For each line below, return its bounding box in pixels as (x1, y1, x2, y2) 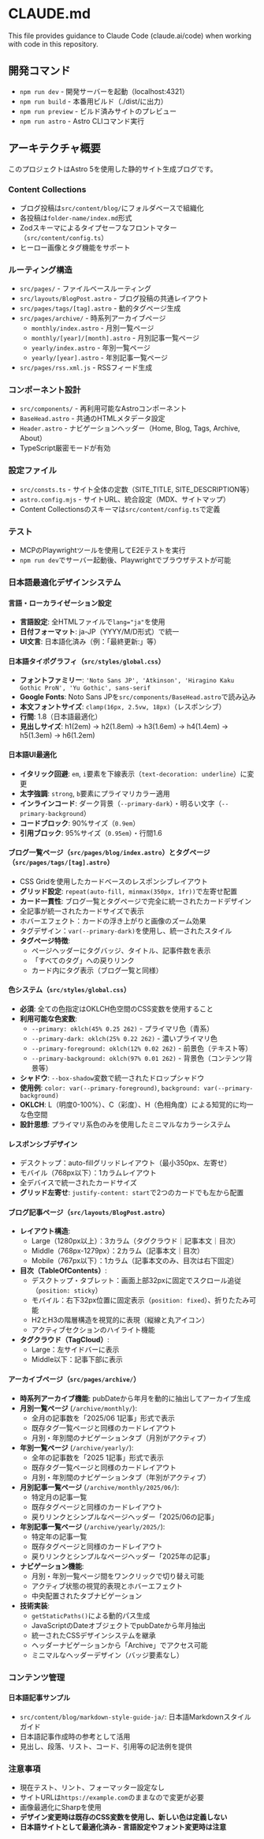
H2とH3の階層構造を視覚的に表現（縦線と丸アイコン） (31, 1315, 209, 1325)
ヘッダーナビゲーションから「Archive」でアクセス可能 (31, 1640, 208, 1649)
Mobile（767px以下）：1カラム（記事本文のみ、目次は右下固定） (31, 1256, 239, 1265)
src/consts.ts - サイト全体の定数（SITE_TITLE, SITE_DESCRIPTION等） (19, 484, 254, 494)
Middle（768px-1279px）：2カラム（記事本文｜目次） (31, 1246, 205, 1256)
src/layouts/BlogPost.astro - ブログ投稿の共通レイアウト (19, 294, 209, 303)
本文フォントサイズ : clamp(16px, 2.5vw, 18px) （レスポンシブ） (19, 702, 226, 712)
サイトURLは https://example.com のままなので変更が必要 (19, 1792, 205, 1802)
